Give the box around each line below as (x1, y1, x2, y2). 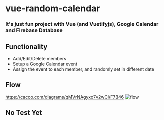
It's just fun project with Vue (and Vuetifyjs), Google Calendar (5, 21, 159, 28)
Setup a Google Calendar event (12, 61, 78, 67)
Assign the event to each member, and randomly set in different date (12, 66, 154, 72)
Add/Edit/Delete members (12, 55, 67, 61)
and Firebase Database (5, 27, 63, 34)
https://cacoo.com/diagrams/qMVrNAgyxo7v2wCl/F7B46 (5, 94, 124, 100)
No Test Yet (5, 108, 42, 117)
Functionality (5, 42, 48, 51)
